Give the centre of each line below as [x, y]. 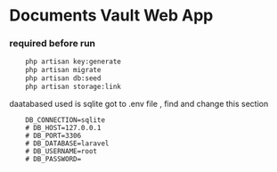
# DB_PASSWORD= [53, 159]
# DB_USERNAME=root [61, 151]
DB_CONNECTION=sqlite [65, 120]
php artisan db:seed [63, 78]
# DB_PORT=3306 [53, 135]
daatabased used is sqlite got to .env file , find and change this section [139, 103]
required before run [53, 44]
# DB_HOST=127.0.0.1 [63, 127]
